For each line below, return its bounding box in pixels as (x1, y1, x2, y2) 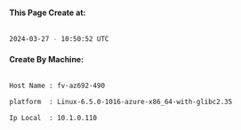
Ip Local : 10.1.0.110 (9, 114, 98, 123)
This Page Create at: (9, 7, 86, 18)
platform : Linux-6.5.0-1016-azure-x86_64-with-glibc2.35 (9, 98, 233, 107)
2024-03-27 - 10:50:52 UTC (9, 35, 109, 44)
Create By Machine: (9, 53, 84, 64)
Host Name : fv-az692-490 (9, 81, 105, 91)
